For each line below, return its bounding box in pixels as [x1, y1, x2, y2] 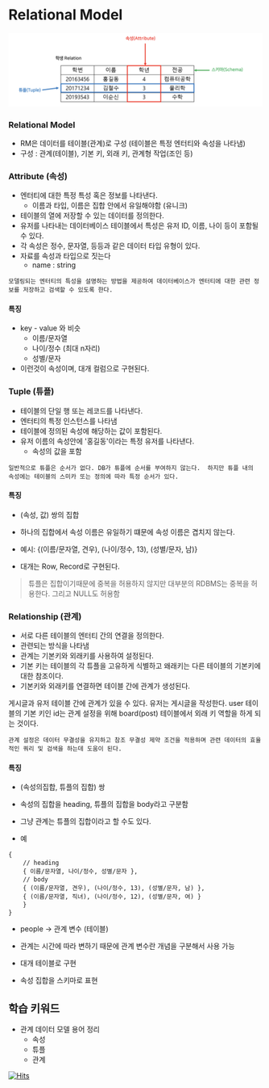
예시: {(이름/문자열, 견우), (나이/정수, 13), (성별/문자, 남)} [19, 544, 198, 554]
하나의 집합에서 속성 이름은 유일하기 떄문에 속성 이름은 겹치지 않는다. [19, 527, 235, 536]
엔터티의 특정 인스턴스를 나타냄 [19, 416, 118, 426]
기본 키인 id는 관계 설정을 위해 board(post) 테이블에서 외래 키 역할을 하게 [23, 708, 253, 718]
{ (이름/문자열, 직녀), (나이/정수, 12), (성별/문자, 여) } [23, 893, 201, 901]
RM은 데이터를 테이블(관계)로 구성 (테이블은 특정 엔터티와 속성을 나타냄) [19, 138, 246, 148]
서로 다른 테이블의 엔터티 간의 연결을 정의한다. [19, 631, 165, 641]
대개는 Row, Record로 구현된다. [19, 561, 121, 571]
